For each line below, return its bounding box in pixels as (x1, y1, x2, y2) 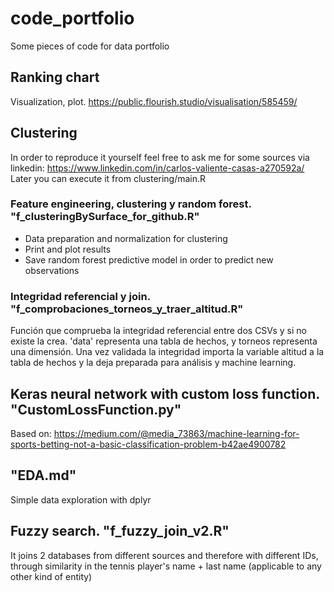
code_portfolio (10, 7, 135, 30)
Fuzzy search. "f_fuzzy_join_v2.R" (10, 523, 230, 540)
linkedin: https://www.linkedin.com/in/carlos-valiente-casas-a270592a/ (10, 162, 305, 174)
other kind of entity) (10, 570, 93, 582)
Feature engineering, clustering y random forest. (10, 197, 252, 211)
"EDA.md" (10, 467, 77, 484)
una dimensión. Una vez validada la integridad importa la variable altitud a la (10, 346, 325, 358)
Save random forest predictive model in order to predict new (24, 253, 274, 266)
